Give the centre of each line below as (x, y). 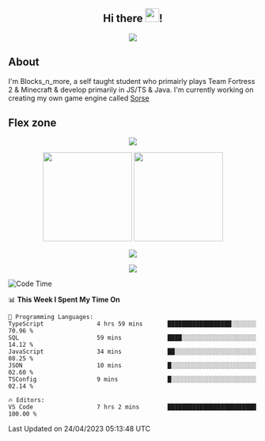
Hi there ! (133, 19)
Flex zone (32, 123)
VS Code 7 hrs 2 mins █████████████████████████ (132, 407)
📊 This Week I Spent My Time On (64, 300)
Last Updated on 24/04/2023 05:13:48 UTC (79, 429)
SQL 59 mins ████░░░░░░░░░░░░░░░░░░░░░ (132, 338)
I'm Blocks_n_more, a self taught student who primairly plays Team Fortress (132, 81)
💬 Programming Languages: (51, 317)
